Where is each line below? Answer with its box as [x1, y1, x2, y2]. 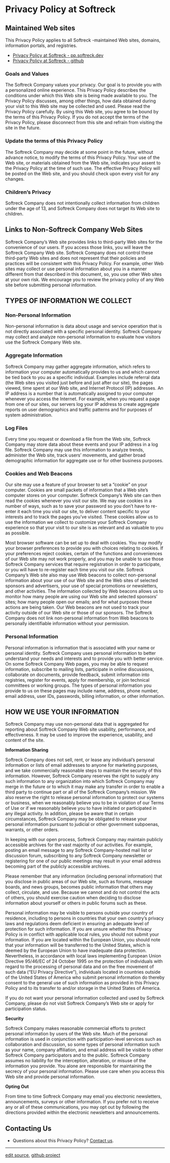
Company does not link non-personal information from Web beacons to [5, 615, 154, 621]
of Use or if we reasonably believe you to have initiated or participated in [5, 805, 157, 811]
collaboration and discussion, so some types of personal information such [5, 1042, 160, 1048]
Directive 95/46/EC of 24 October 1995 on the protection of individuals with [5, 958, 163, 965]
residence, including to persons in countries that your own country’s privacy [5, 915, 164, 922]
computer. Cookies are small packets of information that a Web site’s [5, 487, 148, 493]
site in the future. [5, 125, 41, 131]
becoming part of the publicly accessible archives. [5, 863, 111, 869]
